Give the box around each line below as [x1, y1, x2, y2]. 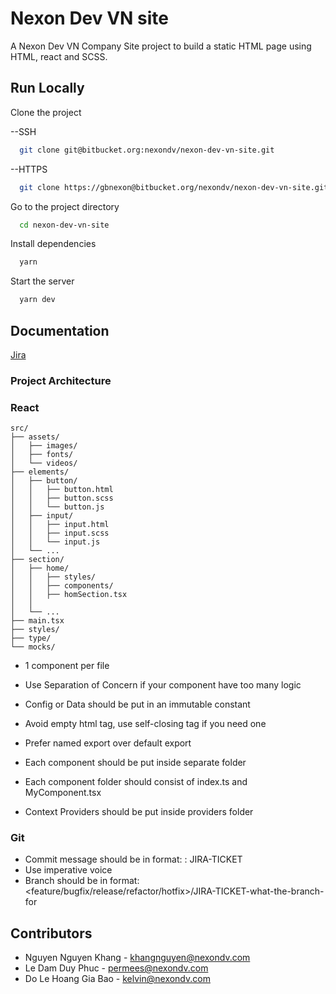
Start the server [10, 275, 75, 287]
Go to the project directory [10, 200, 120, 212]
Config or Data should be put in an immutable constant [24, 698, 251, 711]
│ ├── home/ [10, 563, 70, 574]
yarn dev [19, 295, 56, 305]
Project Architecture [10, 373, 112, 387]
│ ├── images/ [10, 441, 78, 451]
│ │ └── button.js [10, 502, 105, 512]
